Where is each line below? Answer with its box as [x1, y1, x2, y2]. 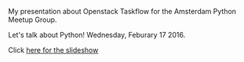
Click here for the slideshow [8, 46, 99, 54]
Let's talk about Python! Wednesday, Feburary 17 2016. [8, 31, 186, 39]
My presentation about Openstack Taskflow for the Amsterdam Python [8, 7, 237, 16]
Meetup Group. [8, 15, 57, 24]
